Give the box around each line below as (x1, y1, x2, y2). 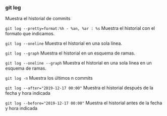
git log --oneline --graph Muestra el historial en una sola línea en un (5, 60, 152, 66)
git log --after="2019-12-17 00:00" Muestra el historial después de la (5, 85, 154, 91)
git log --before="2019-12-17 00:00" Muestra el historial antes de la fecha (5, 100, 162, 106)
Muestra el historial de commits (5, 16, 71, 22)
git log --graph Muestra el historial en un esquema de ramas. (5, 50, 135, 56)
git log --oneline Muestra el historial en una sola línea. (5, 40, 123, 46)
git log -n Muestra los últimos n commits (5, 75, 93, 81)
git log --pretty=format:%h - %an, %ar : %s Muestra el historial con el (5, 25, 155, 31)
